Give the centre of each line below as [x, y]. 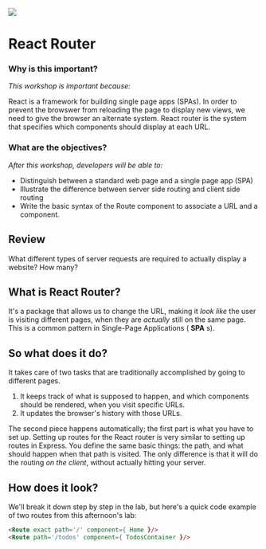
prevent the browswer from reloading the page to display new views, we [127, 110]
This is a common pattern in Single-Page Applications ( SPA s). [111, 328]
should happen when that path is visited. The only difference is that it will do [133, 454]
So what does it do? [58, 353]
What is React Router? [65, 292]
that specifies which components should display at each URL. [110, 127]
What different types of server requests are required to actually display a [127, 258]
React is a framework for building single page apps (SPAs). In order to [123, 102]
